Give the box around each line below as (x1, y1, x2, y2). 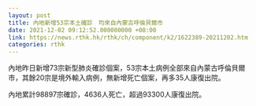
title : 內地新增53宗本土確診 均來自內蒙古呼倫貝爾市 (8, 19, 164, 27)
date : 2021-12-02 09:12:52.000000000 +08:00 (8, 26, 157, 34)
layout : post (8, 11, 51, 20)
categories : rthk (8, 41, 65, 49)
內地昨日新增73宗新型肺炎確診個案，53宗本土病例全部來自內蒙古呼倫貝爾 (8, 64, 246, 73)
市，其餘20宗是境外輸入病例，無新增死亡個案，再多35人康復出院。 (8, 73, 226, 82)
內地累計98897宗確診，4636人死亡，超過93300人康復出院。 (8, 90, 206, 99)
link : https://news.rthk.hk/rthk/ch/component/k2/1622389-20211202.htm (8, 33, 248, 42)
